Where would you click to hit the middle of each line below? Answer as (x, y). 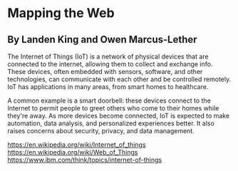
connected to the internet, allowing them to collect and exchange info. (110, 64)
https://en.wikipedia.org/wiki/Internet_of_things (77, 145)
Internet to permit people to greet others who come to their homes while (113, 108)
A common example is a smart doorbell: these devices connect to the (109, 100)
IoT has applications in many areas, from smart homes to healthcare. (108, 87)
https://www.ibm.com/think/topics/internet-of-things (85, 160)
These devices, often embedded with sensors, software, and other (105, 72)
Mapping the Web (61, 13)
